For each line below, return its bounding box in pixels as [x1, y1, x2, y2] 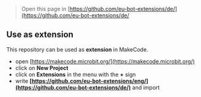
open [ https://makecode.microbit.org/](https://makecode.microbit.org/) [15, 58, 195, 65]
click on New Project [15, 64, 69, 71]
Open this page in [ [21, 6, 70, 12]
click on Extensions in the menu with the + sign [15, 71, 136, 78]
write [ [15, 77, 32, 85]
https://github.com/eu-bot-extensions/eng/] [31, 77, 149, 85]
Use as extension [6, 29, 74, 40]
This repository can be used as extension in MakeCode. [6, 45, 148, 53]
